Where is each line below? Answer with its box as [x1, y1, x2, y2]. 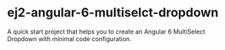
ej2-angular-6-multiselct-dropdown [7, 5, 219, 21]
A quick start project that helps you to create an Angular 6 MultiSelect [7, 27, 206, 36]
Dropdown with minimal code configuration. [7, 34, 132, 42]
